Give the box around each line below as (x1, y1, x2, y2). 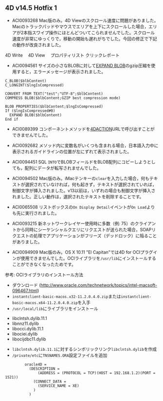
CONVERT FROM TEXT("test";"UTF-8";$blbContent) (5, 91, 104, 96)
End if (5, 117, 18, 121)
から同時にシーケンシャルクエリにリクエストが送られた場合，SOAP (16, 226, 152, 232)
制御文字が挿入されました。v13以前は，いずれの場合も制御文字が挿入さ (12, 187, 156, 193)
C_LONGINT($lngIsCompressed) (5, 82, 64, 87)
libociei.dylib (12, 331, 38, 337)
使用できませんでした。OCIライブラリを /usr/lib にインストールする (20, 255, 157, 261)
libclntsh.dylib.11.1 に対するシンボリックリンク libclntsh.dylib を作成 (12, 346, 157, 352)
